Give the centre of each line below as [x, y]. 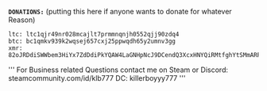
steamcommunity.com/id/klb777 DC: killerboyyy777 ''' [97, 78]
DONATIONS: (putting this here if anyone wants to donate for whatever [120, 11]
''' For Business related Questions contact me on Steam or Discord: [118, 70]
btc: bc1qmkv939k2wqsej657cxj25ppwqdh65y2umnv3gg [92, 41]
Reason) [22, 20]
